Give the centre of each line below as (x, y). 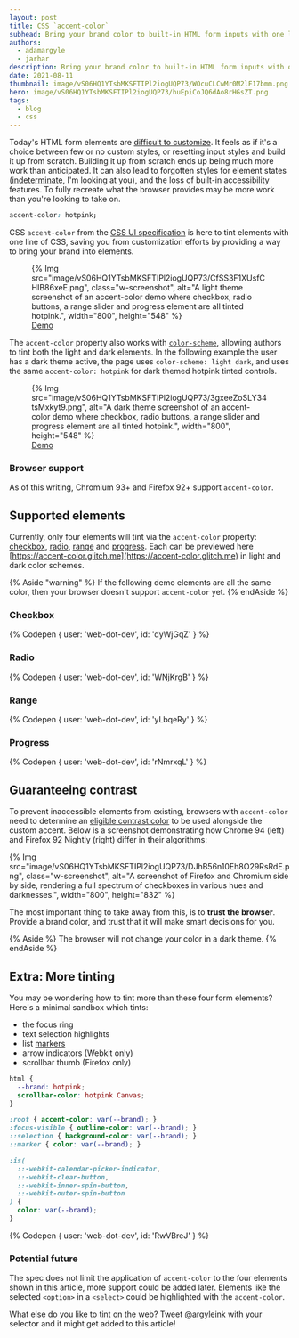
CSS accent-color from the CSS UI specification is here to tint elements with (149, 232)
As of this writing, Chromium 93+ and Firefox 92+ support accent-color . (141, 487)
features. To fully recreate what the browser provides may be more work (142, 190)
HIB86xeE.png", (61, 287)
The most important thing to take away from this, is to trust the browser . (142, 912)
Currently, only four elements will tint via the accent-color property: (133, 537)
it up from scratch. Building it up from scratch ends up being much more (141, 161)
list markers (44, 1043)
